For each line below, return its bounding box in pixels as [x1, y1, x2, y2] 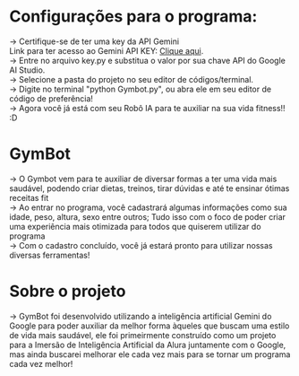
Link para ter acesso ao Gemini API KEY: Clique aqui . [9, 45, 204, 56]
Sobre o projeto [9, 281, 126, 302]
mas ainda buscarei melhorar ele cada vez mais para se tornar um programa [9, 348, 291, 360]
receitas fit [9, 192, 49, 203]
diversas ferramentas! [9, 249, 90, 260]
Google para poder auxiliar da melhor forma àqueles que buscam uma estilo [9, 320, 290, 331]
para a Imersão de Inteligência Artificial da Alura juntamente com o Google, [9, 339, 286, 350]
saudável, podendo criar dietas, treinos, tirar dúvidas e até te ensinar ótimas [9, 182, 290, 194]
